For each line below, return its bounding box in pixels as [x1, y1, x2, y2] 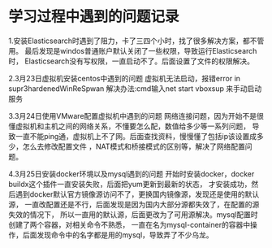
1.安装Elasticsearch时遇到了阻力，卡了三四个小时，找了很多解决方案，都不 [8, 36, 257, 46]
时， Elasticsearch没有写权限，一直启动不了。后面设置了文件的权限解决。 [8, 56, 254, 66]
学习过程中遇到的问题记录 [8, 7, 180, 26]
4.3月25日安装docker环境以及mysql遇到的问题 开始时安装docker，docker [8, 168, 255, 179]
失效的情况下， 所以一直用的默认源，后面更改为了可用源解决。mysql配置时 [8, 209, 258, 220]
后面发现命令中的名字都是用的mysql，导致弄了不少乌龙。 [22, 229, 214, 240]
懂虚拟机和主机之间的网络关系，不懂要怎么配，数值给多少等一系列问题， [8, 121, 250, 131]
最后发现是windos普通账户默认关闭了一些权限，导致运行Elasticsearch [24, 46, 257, 55]
